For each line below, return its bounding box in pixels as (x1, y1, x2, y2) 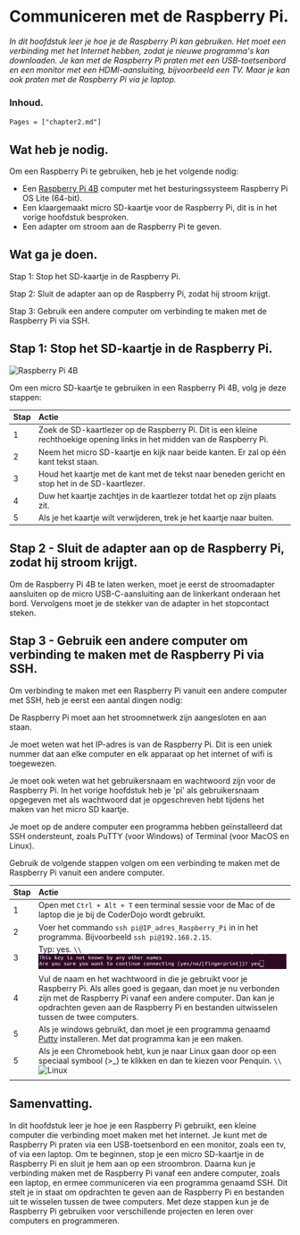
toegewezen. (9, 758, 57, 768)
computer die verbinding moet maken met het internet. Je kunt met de (9, 1129, 268, 1140)
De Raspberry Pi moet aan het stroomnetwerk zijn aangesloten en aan (9, 712, 267, 723)
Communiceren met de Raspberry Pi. (9, 6, 289, 27)
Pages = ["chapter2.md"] (9, 118, 102, 127)
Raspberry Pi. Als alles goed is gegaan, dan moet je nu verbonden (38, 982, 280, 993)
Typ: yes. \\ (38, 943, 82, 955)
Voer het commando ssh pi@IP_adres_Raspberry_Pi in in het (38, 922, 259, 932)
